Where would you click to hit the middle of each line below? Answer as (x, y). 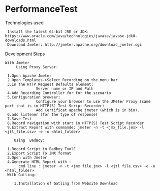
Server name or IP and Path (65, 89)
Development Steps (25, 54)
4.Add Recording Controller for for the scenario (59, 93)
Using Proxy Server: (37, 67)
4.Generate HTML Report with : (39, 162)
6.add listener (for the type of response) (52, 114)
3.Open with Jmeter (27, 158)
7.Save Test (19, 119)
